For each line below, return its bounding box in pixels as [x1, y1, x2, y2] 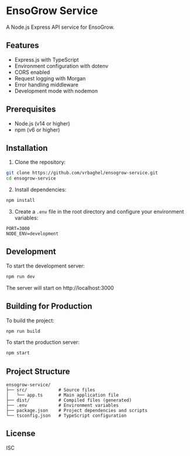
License [6, 428, 36, 438]
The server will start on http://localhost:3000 [6, 284, 114, 291]
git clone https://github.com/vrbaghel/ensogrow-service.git [6, 170, 158, 176]
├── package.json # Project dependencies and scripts [6, 408, 148, 414]
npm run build [6, 328, 41, 334]
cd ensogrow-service [6, 175, 57, 181]
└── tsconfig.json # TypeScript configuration [6, 413, 127, 419]
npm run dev [6, 273, 35, 279]
